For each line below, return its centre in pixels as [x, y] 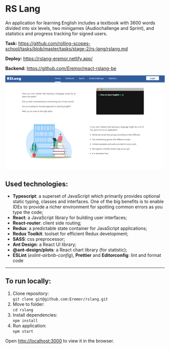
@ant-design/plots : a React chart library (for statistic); [70, 250]
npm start [23, 331]
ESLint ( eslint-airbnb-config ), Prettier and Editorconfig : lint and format [87, 255]
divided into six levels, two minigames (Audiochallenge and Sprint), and [80, 28]
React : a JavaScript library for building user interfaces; [70, 217]
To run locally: [28, 281]
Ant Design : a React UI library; [45, 245]
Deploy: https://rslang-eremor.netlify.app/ [49, 58]
